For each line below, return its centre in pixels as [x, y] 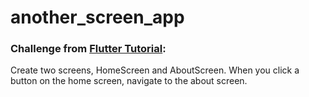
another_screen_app [97, 17]
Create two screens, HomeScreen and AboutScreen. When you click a [155, 70]
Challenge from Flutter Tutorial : [88, 49]
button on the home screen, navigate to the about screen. [129, 81]
